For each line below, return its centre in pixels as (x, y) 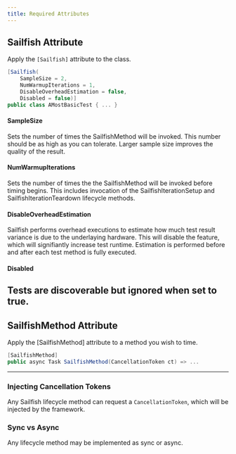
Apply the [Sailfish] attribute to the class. (69, 59)
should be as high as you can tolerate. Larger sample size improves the (110, 144)
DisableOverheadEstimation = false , (74, 92)
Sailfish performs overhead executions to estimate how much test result (111, 230)
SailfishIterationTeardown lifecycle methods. (71, 198)
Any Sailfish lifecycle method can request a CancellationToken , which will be (118, 402)
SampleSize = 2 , (44, 79)
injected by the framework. (46, 410)
